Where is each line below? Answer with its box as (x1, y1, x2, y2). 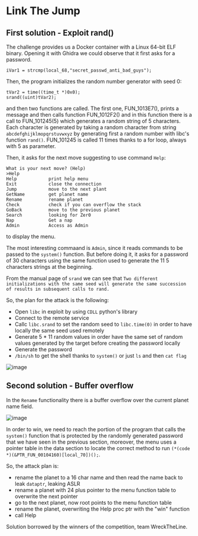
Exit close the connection (6, 181, 102, 187)
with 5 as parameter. (6, 143, 56, 149)
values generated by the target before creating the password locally (14, 339, 180, 346)
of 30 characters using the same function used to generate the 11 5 (6, 257, 170, 264)
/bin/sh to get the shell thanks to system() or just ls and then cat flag (14, 352, 187, 359)
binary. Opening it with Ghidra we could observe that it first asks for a (6, 50, 176, 57)
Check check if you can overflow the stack (6, 202, 142, 208)
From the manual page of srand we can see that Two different (6, 275, 158, 282)
